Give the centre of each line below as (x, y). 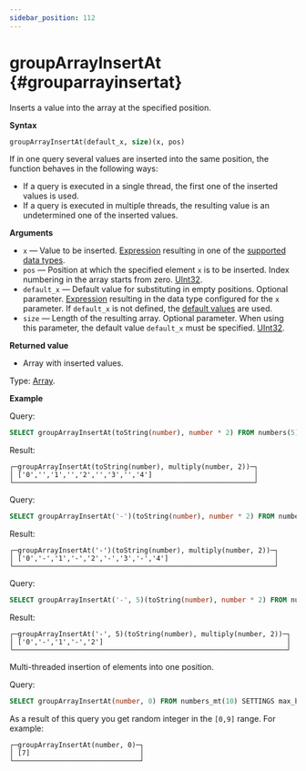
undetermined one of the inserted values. (100, 216)
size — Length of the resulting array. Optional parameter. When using (153, 319)
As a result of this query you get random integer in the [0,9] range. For (143, 718)
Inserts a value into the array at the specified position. (111, 107)
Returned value (39, 346)
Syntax (23, 125)
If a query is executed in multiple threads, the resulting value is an (146, 206)
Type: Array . (33, 381)
